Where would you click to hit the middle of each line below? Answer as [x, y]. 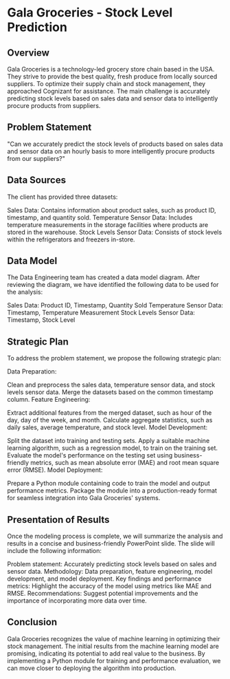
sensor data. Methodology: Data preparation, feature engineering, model [110, 572]
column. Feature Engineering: [49, 400]
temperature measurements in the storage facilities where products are [108, 224]
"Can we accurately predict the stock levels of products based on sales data [115, 144]
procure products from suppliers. [54, 106]
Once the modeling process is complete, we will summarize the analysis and [115, 536]
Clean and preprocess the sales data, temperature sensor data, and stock [111, 385]
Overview [28, 53]
